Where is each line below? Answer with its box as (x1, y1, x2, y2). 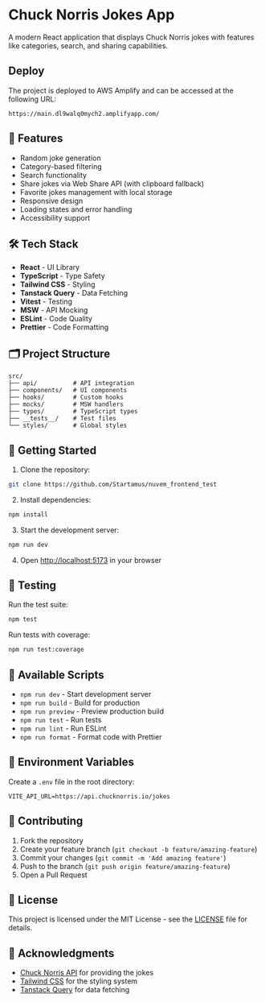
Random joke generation (19, 153, 102, 163)
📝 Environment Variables (8, 756, 135, 769)
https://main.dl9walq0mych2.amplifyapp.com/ (8, 110, 160, 118)
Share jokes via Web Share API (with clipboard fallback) (19, 179, 205, 188)
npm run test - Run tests (19, 715, 102, 724)
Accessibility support (19, 213, 91, 222)
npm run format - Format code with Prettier (19, 732, 162, 742)
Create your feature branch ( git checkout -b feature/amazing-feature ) (19, 844, 258, 854)
